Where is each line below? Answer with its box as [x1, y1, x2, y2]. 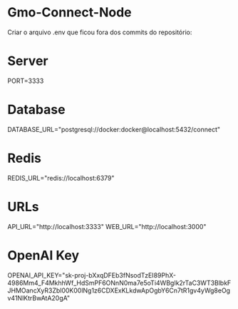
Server [7, 53, 48, 69]
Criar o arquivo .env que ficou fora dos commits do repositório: [7, 28, 192, 36]
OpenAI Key [7, 247, 80, 263]
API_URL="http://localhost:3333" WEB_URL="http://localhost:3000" [7, 222, 207, 231]
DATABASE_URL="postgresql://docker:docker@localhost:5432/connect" [7, 125, 221, 133]
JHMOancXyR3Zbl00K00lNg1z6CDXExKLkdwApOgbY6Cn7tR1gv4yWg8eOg [7, 286, 230, 295]
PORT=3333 [7, 76, 44, 85]
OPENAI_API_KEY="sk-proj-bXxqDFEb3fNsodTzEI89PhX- [7, 270, 177, 279]
